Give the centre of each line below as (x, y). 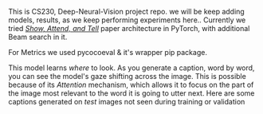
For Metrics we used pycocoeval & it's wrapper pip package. (108, 52)
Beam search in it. (38, 37)
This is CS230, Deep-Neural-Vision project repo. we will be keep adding (126, 12)
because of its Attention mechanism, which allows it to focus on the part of (131, 85)
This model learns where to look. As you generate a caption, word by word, (131, 68)
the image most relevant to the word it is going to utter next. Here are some (131, 93)
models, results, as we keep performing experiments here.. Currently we (127, 20)
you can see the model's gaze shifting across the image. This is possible (128, 76)
